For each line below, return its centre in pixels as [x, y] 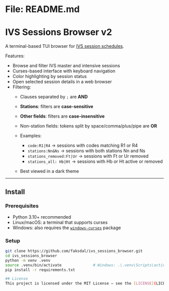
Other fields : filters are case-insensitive [62, 116]
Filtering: [22, 87]
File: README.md [43, 9]
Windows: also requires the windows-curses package [67, 228]
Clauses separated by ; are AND [54, 97]
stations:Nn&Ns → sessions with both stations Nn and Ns [87, 151]
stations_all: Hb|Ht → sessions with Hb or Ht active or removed [95, 161]
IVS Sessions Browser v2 [59, 32]
